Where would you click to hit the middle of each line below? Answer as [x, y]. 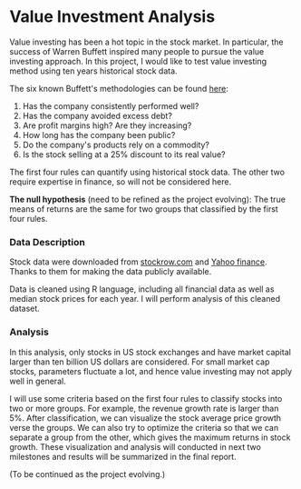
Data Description [48, 242]
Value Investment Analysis [112, 17]
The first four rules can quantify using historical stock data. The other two [147, 172]
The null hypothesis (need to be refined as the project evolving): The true [147, 199]
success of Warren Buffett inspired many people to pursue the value [137, 51]
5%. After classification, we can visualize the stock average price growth [146, 418]
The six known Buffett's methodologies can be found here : [119, 88]
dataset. [25, 309]
